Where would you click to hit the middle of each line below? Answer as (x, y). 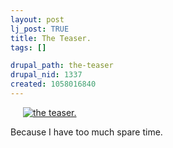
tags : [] (28, 47)
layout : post (37, 19)
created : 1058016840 (53, 84)
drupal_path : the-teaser (62, 66)
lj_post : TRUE (40, 29)
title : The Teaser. (51, 38)
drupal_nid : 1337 (46, 75)
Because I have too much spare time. (86, 132)
